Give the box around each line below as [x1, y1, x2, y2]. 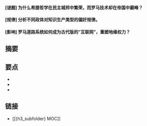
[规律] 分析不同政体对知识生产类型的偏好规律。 [5, 17, 100, 23]
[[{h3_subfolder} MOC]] [12, 116, 60, 122]
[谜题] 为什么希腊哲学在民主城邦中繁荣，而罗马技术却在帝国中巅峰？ [5, 4, 143, 10]
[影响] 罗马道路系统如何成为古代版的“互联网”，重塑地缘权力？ [5, 29, 130, 34]
